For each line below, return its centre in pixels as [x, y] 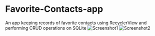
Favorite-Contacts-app [54, 9]
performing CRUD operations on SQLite [46, 28]
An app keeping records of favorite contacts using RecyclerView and [76, 23]
